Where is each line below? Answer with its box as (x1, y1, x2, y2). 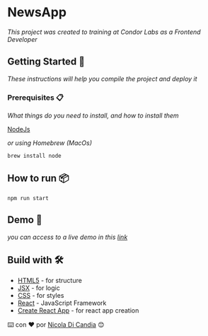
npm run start (7, 195, 50, 202)
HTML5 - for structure (17, 277, 83, 285)
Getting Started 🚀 (7, 56, 86, 68)
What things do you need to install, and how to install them (7, 111, 179, 120)
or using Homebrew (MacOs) (7, 139, 92, 147)
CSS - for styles (17, 291, 64, 300)
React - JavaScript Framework (17, 299, 107, 308)
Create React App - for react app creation (17, 306, 139, 315)
